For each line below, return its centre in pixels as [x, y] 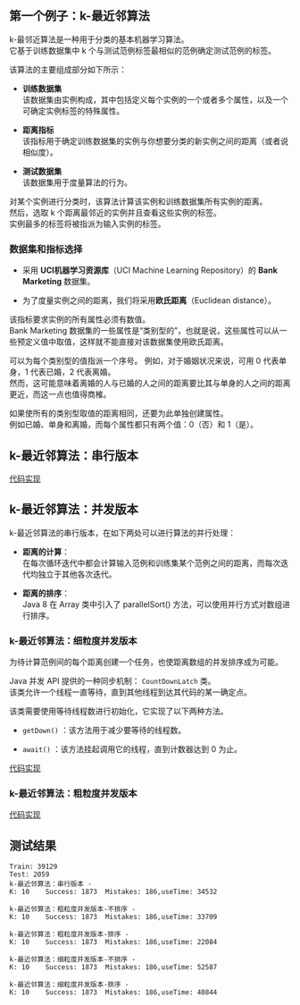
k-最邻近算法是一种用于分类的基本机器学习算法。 [99, 39]
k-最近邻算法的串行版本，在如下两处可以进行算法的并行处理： [123, 532]
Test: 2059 [29, 874]
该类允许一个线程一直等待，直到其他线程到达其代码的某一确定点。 [130, 692]
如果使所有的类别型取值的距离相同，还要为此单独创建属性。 [119, 413]
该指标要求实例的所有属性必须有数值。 [79, 319]
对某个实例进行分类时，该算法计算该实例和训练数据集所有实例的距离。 [138, 201]
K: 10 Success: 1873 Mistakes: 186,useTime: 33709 [113, 917]
